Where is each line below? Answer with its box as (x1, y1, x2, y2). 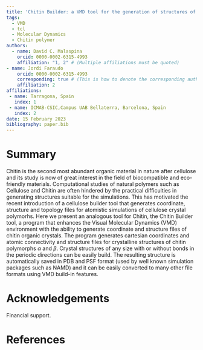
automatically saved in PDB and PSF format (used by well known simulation (6, 258, 194, 265)
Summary (6, 148, 56, 161)
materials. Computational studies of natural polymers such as (27, 180, 179, 188)
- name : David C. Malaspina (11, 48, 83, 54)
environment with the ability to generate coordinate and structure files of (6, 225, 187, 233)
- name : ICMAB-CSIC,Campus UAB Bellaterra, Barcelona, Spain (8, 104, 166, 111)
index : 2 (14, 110, 36, 116)
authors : (6, 43, 28, 49)
